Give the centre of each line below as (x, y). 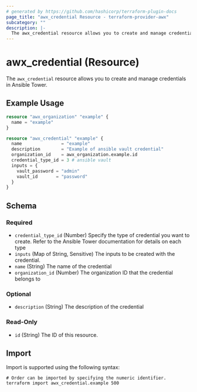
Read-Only (22, 322)
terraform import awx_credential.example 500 (62, 383)
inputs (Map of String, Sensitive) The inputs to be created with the (95, 254)
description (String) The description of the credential (79, 307)
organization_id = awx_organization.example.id (74, 155)
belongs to (28, 279)
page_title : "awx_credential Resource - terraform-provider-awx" (87, 17)
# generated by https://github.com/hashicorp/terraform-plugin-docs (91, 11)
